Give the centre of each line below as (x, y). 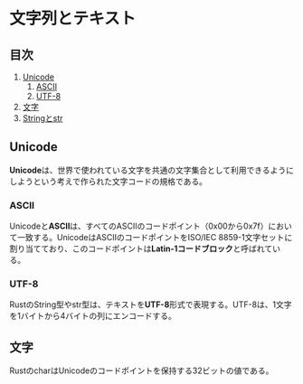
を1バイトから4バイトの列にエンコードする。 (93, 316)
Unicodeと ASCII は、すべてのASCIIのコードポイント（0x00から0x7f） (139, 226)
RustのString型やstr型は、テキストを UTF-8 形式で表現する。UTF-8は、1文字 (151, 304)
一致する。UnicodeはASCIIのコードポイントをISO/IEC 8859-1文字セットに (155, 238)
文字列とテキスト (73, 19)
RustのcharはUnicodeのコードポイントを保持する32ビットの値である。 (142, 370)
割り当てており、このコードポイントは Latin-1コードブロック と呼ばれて (141, 248)
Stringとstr (43, 118)
